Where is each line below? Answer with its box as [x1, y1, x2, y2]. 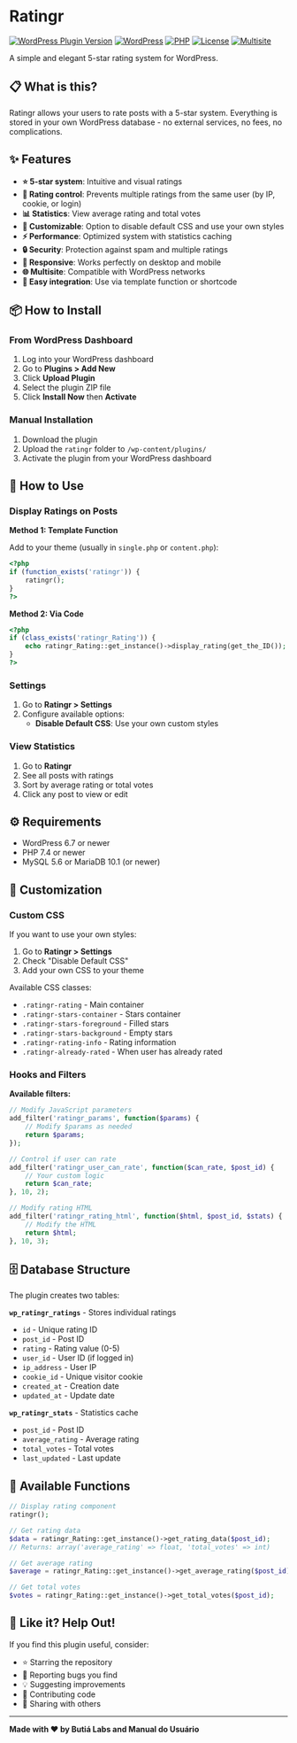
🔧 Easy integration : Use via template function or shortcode [21, 276, 238, 287]
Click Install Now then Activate [21, 391, 137, 402]
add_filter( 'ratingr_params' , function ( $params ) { [9, 1114, 200, 1123]
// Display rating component [9, 1502, 117, 1511]
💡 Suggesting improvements [21, 1678, 126, 1689]
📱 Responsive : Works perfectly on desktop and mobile [21, 257, 222, 267]
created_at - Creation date [21, 1381, 119, 1391]
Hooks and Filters [9, 1069, 87, 1081]
